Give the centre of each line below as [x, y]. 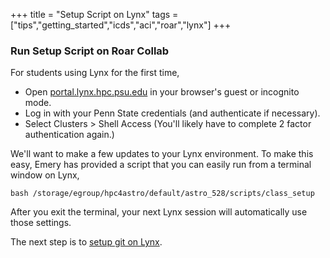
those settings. [41, 223]
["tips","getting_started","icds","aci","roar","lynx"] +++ [121, 25]
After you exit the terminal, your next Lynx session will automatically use [159, 212]
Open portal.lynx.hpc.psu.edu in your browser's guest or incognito [162, 92]
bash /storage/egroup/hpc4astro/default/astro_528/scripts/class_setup [162, 194]
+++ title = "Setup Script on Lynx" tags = [94, 14]
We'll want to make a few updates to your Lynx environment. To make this [162, 154]
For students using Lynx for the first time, [95, 73]
